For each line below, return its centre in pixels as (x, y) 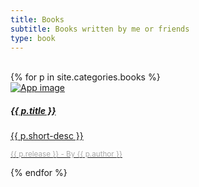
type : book (33, 38)
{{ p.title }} (33, 110)
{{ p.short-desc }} (47, 136)
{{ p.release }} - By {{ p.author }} (66, 154)
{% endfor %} (39, 173)
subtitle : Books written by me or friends (100, 29)
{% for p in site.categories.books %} (85, 77)
